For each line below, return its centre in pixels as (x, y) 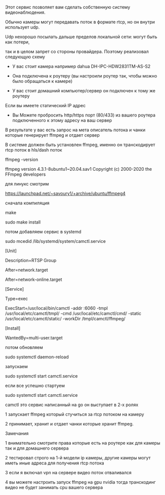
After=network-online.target (34, 279)
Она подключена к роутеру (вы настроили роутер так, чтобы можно (84, 76)
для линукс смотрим (27, 184)
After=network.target (27, 270)
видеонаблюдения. (25, 12)
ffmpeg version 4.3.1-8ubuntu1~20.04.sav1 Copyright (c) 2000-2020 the (79, 169)
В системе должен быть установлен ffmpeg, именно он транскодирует (80, 145)
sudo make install (23, 222)
